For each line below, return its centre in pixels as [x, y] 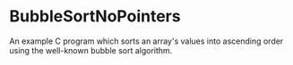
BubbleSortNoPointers [95, 16]
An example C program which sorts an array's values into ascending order [146, 41]
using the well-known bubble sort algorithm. [91, 50]
